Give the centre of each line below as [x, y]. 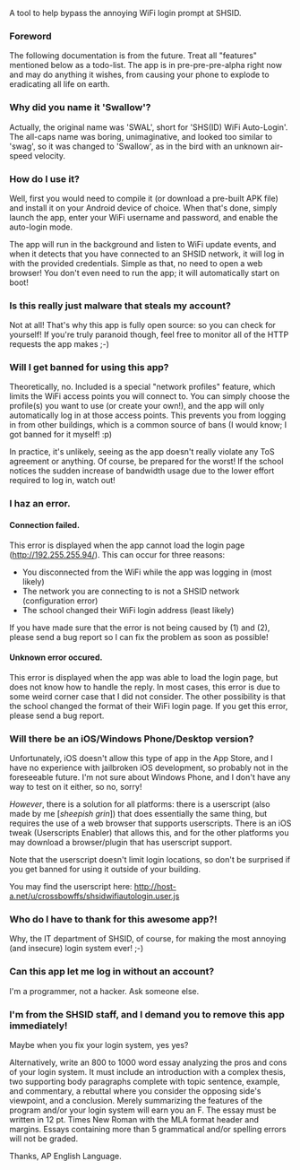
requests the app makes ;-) [60, 344]
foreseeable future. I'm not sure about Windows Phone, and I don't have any [150, 777]
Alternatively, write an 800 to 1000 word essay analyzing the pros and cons [148, 1062]
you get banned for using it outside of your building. [105, 870]
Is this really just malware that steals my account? [120, 306]
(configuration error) [60, 601]
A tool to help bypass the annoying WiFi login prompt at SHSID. [125, 13]
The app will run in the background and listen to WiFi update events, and [143, 244]
